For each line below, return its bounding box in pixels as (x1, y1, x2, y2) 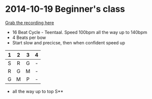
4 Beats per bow (12, 34, 46, 40)
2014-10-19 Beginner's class (5, 3, 125, 15)
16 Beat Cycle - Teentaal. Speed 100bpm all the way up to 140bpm (12, 29, 147, 35)
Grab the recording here (5, 20, 54, 26)
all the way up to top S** (12, 88, 64, 94)
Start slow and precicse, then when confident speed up (12, 39, 125, 45)
